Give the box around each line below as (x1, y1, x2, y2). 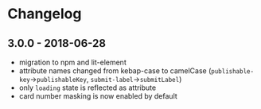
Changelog (7, 5, 82, 23)
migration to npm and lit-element (18, 57, 127, 67)
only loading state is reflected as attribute (18, 83, 157, 92)
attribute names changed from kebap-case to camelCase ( (18, 66, 212, 76)
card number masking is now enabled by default (18, 91, 178, 100)
